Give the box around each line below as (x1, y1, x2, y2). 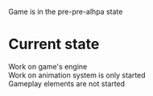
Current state (8, 35, 100, 53)
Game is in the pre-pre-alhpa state (8, 7, 123, 16)
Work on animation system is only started (8, 70, 147, 80)
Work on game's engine (8, 61, 88, 71)
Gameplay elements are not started (8, 78, 126, 88)
